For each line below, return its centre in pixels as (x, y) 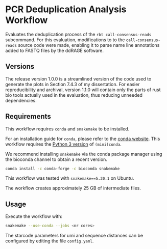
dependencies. (21, 100)
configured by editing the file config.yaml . (50, 241)
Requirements (28, 116)
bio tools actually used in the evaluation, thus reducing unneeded (74, 95)
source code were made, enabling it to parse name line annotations (89, 45)
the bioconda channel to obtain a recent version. (56, 159)
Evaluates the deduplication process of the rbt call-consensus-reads (78, 34)
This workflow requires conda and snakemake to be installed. (67, 129)
